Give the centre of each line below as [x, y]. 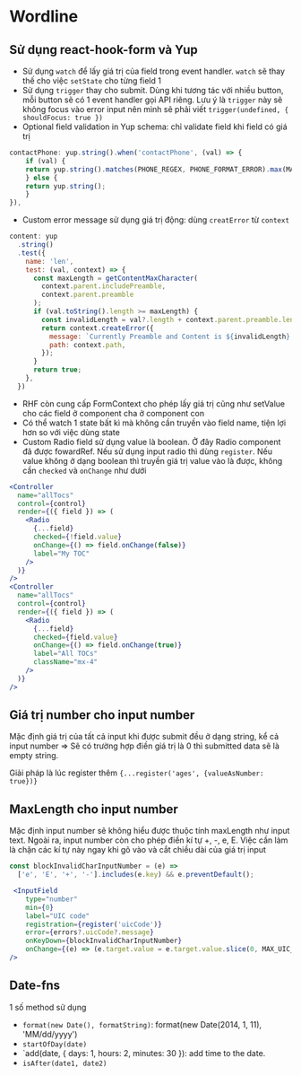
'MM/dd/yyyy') [50, 1034]
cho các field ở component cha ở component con [113, 413]
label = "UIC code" [58, 916]
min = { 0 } [39, 907]
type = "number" [52, 899]
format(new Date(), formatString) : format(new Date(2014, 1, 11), [142, 1024]
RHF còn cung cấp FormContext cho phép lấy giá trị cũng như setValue [154, 403]
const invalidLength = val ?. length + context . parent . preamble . [162, 319]
